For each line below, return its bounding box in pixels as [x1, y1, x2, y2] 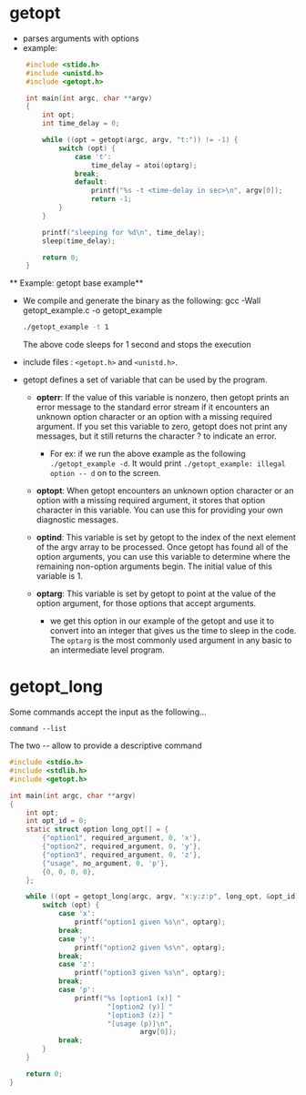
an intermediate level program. [49, 644, 166, 655]
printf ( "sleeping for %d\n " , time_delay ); [42, 228, 206, 237]
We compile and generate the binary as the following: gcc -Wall [22, 295, 261, 307]
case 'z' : [57, 959, 96, 969]
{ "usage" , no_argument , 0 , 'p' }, [42, 858, 169, 867]
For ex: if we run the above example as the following [49, 449, 246, 460]
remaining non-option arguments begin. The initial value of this [36, 561, 273, 572]
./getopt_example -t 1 [22, 322, 109, 332]
